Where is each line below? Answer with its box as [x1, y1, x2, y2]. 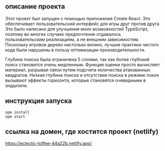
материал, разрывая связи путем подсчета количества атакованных [5, 67, 151, 73]
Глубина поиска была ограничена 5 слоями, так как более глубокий [5, 56, 150, 62]
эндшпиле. [5, 82, 28, 89]
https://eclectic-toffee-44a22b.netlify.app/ [5, 141, 92, 147]
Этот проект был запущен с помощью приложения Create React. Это [5, 15, 151, 21]
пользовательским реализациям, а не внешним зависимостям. [5, 36, 140, 42]
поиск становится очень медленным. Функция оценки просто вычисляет [5, 61, 160, 67]
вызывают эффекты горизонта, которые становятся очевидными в [5, 77, 146, 83]
